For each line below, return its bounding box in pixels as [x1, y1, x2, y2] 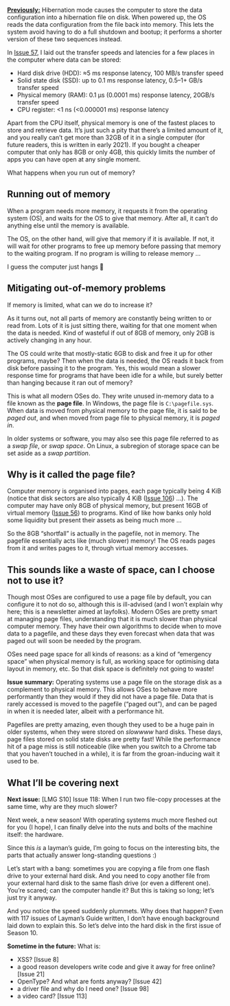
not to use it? [7, 574, 64, 586]
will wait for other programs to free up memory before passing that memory [7, 242, 221, 250]
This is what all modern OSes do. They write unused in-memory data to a [7, 392, 214, 400]
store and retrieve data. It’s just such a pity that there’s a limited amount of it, [7, 126, 223, 134]
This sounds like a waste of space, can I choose [7, 563, 215, 576]
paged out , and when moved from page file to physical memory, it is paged [7, 414, 220, 422]
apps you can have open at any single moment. [7, 155, 141, 164]
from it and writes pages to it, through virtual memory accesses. [7, 544, 189, 552]
